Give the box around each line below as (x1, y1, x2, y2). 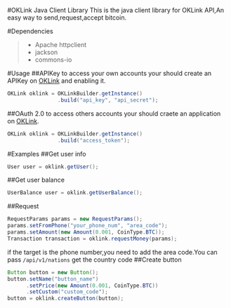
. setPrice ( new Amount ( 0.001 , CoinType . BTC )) (25, 282, 159, 289)
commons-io (34, 55, 72, 64)
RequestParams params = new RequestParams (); (7, 215, 143, 223)
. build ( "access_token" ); (57, 137, 131, 144)
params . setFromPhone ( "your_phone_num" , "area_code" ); (7, 222, 169, 229)
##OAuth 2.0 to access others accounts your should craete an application (7, 109, 221, 118)
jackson (34, 48, 58, 56)
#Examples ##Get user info (7, 149, 86, 158)
